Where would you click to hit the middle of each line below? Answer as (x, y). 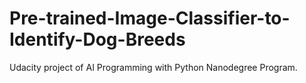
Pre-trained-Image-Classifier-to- (150, 18)
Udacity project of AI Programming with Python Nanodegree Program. (153, 67)
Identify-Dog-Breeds (97, 39)
